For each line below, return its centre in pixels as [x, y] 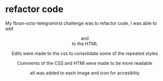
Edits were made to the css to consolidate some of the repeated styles [85, 53]
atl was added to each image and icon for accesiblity [85, 73]
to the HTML [85, 43]
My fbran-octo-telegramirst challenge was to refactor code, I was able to [81, 23]
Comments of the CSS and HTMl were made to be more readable [85, 63]
